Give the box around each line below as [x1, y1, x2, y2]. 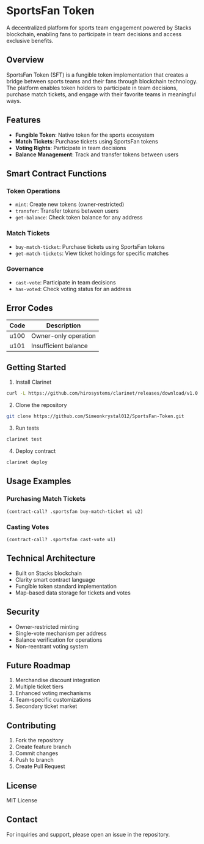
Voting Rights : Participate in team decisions [15, 144, 126, 151]
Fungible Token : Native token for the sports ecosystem [15, 131, 155, 139]
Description [46, 321, 81, 330]
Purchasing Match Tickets [6, 495, 86, 503]
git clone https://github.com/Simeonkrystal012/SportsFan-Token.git [6, 413, 184, 420]
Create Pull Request [15, 762, 65, 770]
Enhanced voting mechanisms [15, 690, 92, 697]
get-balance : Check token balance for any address [15, 214, 143, 221]
